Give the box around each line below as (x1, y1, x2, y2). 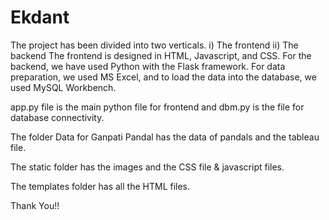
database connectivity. (10, 111, 105, 123)
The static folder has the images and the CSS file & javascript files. (10, 161, 285, 173)
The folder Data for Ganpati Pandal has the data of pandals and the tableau (10, 131, 320, 143)
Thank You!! (10, 199, 60, 211)
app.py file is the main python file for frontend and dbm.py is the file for (10, 101, 305, 113)
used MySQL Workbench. (10, 81, 117, 93)
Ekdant (10, 6, 70, 29)
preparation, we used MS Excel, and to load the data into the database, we (10, 71, 317, 83)
